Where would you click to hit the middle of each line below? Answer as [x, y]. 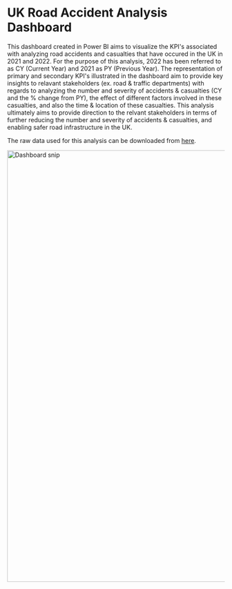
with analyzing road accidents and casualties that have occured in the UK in [115, 54]
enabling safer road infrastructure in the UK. [70, 127]
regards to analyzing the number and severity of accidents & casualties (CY [115, 90]
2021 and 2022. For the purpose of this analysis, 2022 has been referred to [114, 61]
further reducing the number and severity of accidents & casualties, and [110, 119]
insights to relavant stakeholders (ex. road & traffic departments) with [106, 83]
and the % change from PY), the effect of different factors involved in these [115, 97]
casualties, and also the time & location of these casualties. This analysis [110, 105]
